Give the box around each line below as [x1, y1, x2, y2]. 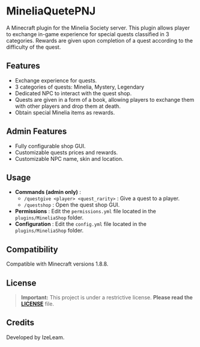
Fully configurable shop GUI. [14, 142, 86, 149]
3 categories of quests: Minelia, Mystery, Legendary [14, 83, 145, 90]
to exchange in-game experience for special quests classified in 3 [6, 30, 169, 37]
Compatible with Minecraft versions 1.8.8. [6, 260, 109, 267]
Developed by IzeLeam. [6, 333, 65, 341]
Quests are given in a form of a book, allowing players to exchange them [14, 96, 195, 103]
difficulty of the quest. [6, 43, 61, 51]
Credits [6, 317, 35, 328]
